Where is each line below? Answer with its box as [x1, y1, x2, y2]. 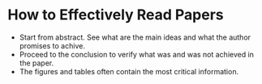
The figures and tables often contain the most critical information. [19, 66, 239, 76]
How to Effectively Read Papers [7, 6, 224, 24]
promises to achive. [19, 40, 86, 50]
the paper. [19, 58, 54, 68]
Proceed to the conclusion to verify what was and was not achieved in [19, 49, 255, 59]
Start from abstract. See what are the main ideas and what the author [19, 32, 251, 42]
